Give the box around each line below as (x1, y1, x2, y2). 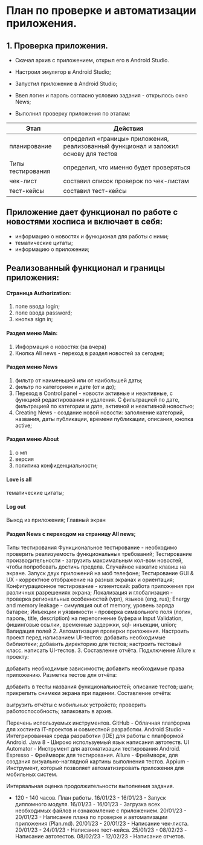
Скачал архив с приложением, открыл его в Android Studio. (14, 57, 169, 64)
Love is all (6, 475, 32, 483)
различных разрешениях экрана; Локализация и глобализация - (6, 589, 173, 596)
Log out (6, 503, 26, 510)
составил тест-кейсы (63, 187, 127, 195)
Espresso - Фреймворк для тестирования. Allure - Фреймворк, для (6, 751, 178, 759)
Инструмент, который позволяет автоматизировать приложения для (6, 764, 184, 771)
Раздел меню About (6, 436, 59, 443)
